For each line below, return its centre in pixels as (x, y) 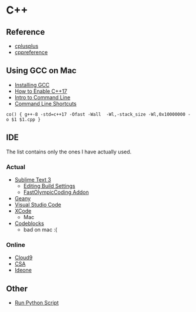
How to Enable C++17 (41, 91)
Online (16, 244)
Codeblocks (29, 223)
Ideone (23, 270)
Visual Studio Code (38, 204)
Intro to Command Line (42, 97)
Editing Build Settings (49, 186)
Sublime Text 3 (33, 179)
